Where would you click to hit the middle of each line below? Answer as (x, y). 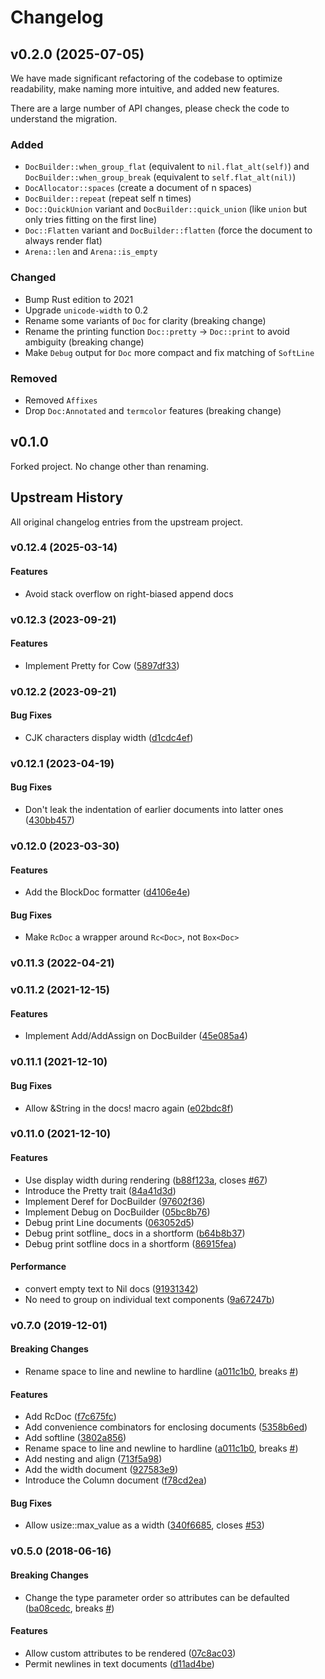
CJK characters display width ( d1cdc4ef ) (109, 737)
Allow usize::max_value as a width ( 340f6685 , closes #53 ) (144, 1525)
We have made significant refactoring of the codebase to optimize (146, 78)
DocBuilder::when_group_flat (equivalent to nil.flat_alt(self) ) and (167, 167)
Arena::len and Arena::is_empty (91, 252)
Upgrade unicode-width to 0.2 (86, 310)
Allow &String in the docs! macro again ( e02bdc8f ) (129, 1108)
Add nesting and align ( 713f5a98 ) (93, 1459)
